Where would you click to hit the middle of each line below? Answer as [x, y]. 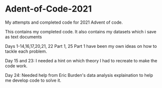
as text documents [23, 37]
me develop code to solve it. [33, 80]
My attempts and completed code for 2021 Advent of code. [64, 22]
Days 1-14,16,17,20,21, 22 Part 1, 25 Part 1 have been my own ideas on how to [81, 46]
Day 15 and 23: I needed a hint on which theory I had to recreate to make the [81, 60]
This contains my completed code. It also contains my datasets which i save [81, 31]
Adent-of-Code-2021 [48, 9]
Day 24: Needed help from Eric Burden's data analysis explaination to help [79, 75]
